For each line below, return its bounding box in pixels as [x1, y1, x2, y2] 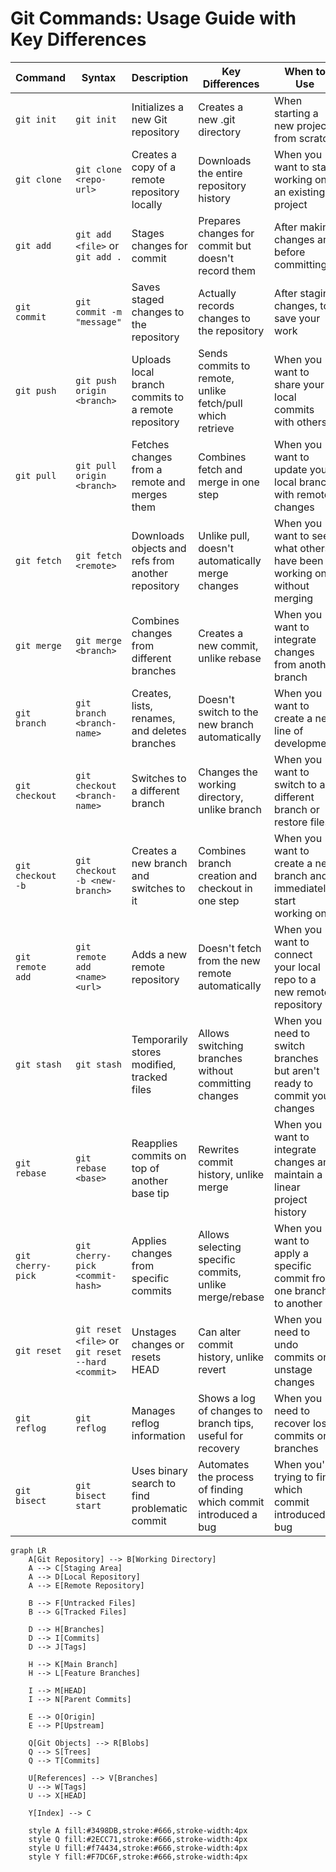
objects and [131, 541, 187, 555]
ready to [274, 1076, 314, 1090]
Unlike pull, [198, 528, 250, 542]
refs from [131, 553, 175, 567]
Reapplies [131, 1136, 178, 1150]
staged [131, 292, 165, 306]
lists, [131, 698, 153, 712]
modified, [131, 1057, 177, 1071]
